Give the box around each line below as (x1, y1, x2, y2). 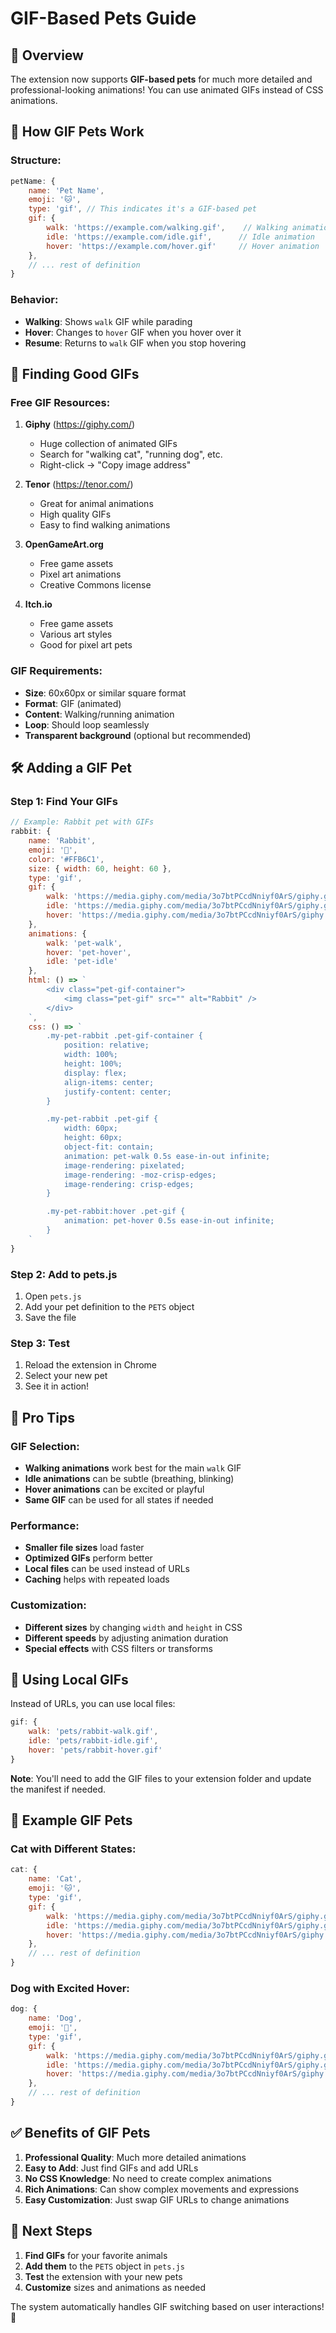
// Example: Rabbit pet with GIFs (10, 817, 155, 827)
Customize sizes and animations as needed (24, 2281, 207, 2293)
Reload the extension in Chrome (24, 1359, 158, 1371)
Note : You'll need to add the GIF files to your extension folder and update (10, 1772, 312, 1784)
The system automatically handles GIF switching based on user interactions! (10, 2300, 325, 2312)
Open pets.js (24, 1290, 82, 1302)
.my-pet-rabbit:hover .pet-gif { (46, 1207, 186, 1217)
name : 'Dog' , (28, 2013, 83, 2024)
